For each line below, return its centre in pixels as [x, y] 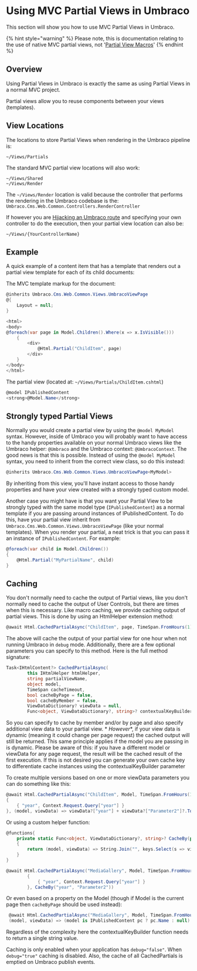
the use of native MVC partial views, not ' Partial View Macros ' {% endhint [95, 45]
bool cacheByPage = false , [60, 695]
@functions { [21, 833]
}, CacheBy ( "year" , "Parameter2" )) [71, 887]
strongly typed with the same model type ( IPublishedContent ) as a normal [95, 507]
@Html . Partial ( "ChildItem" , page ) [79, 349]
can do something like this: [39, 784]
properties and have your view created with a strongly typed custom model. [98, 490]
